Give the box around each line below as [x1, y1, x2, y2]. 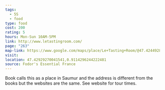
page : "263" [5, 44, 29, 48]
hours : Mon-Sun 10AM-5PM [5, 35, 56, 40]
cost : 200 [5, 25, 26, 30]
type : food [5, 21, 27, 26]
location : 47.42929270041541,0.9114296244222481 [5, 57, 107, 62]
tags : [5, 7, 16, 12]
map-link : [5, 48, 26, 53]
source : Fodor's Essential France [5, 62, 76, 67]
